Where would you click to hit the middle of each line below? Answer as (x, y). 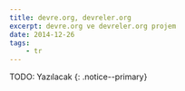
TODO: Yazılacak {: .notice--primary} (78, 77)
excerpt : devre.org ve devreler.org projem (93, 26)
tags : (19, 43)
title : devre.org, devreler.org (70, 18)
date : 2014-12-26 (42, 34)
